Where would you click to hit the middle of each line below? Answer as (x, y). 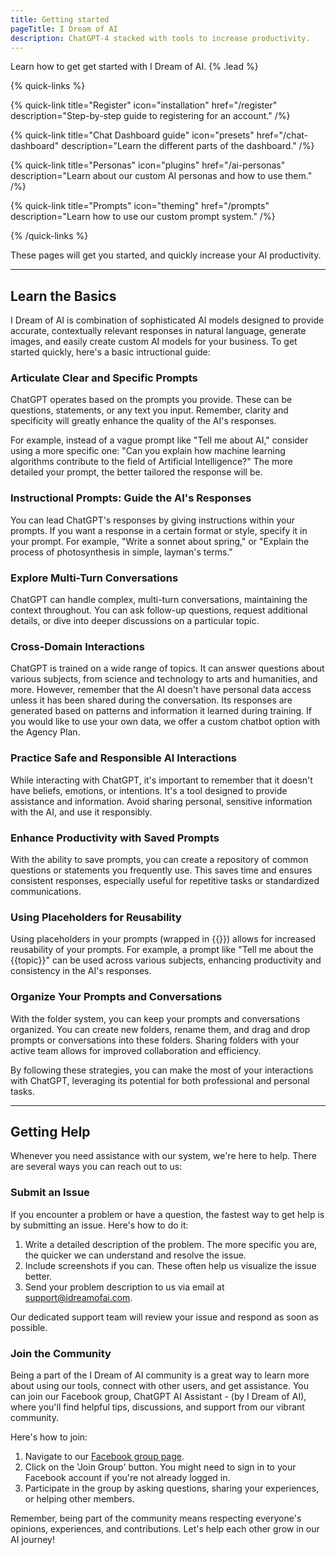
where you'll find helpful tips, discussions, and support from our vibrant (157, 1407)
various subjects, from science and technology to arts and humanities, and (164, 679)
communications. (46, 891)
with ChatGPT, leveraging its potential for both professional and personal (160, 1080)
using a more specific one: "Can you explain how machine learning (148, 451)
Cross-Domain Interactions (77, 646)
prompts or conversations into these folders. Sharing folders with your (155, 1040)
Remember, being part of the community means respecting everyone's (156, 1518)
